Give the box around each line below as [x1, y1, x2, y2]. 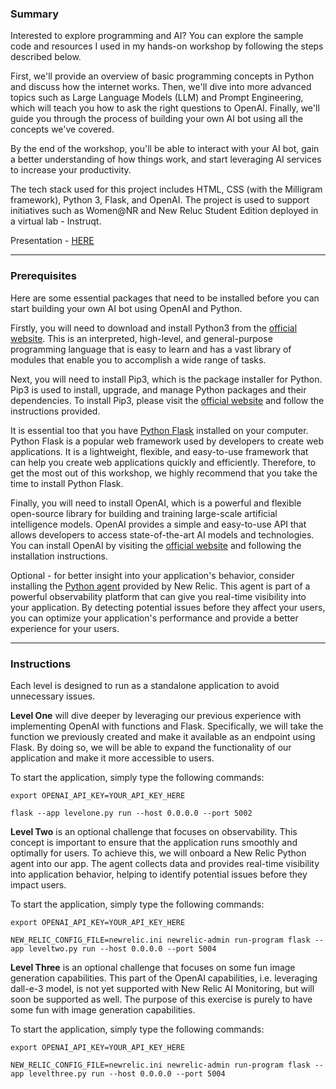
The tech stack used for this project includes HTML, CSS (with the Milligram [10, 183, 323, 196]
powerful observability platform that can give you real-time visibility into [10, 590, 307, 602]
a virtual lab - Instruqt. [10, 215, 102, 227]
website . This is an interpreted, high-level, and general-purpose [10, 332, 273, 344]
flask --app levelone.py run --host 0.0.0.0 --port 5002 [10, 808, 253, 818]
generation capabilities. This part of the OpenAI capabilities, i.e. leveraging [10, 972, 318, 984]
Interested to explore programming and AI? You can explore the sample [10, 30, 304, 42]
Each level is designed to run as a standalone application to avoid [10, 679, 280, 691]
